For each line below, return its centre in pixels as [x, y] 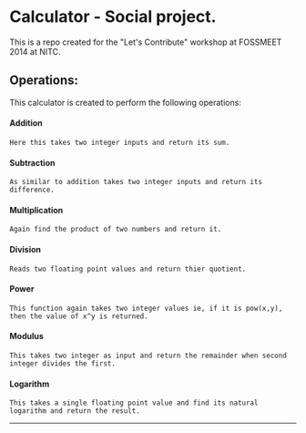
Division [25, 249]
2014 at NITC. [35, 51]
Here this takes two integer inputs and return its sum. [120, 142]
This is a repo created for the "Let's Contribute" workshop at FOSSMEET [146, 42]
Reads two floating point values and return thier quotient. [128, 269]
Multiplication [36, 210]
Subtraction [32, 162]
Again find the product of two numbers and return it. [116, 230]
